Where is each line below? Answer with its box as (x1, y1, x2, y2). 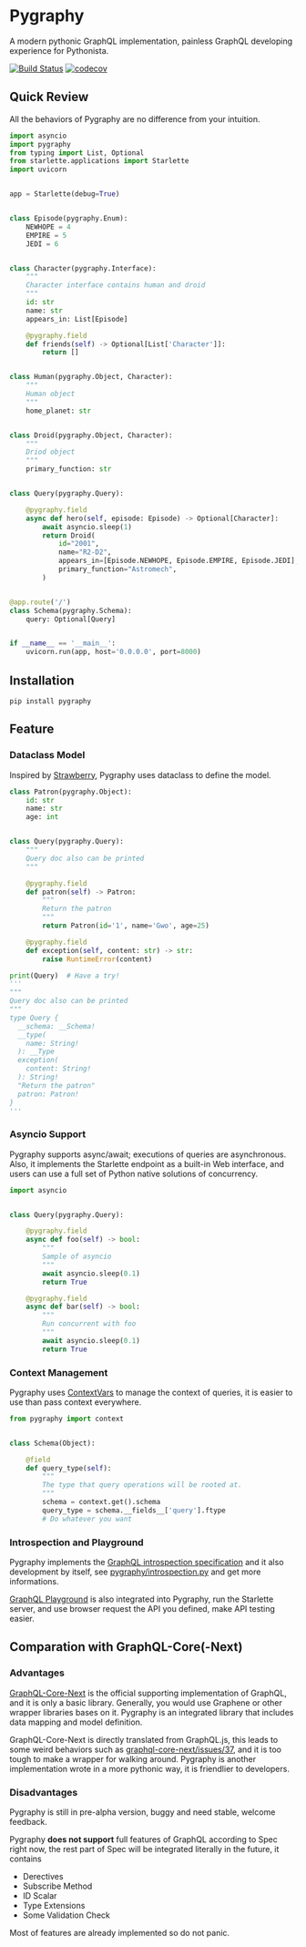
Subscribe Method (22, 1880, 93, 1891)
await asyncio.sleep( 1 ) (42, 522, 132, 531)
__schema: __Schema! (17, 1021, 96, 1030)
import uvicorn (9, 165, 67, 174)
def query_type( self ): (25, 1463, 112, 1472)
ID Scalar (22, 1891, 57, 1901)
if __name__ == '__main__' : (9, 639, 117, 648)
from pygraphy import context (9, 1414, 125, 1423)
